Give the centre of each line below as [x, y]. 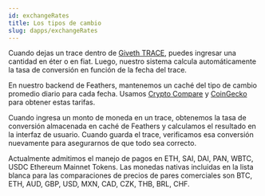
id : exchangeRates [39, 16]
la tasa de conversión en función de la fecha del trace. [98, 70]
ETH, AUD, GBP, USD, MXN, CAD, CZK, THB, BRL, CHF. [99, 184]
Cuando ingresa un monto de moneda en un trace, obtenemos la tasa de [127, 118]
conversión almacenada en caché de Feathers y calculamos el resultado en [132, 126]
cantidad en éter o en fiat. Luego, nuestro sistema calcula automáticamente [132, 61]
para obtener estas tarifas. [52, 102]
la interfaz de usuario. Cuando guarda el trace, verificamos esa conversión [131, 135]
